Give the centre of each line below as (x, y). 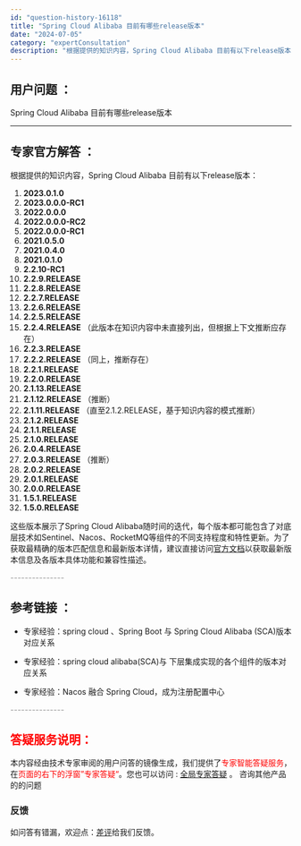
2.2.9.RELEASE (52, 278)
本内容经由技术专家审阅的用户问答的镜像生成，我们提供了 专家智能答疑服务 (147, 763)
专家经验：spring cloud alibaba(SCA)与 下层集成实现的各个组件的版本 (151, 661)
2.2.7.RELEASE (51, 297)
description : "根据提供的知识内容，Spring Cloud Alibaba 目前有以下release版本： (154, 51)
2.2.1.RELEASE (51, 369)
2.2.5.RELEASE (52, 316)
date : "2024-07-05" (46, 34)
